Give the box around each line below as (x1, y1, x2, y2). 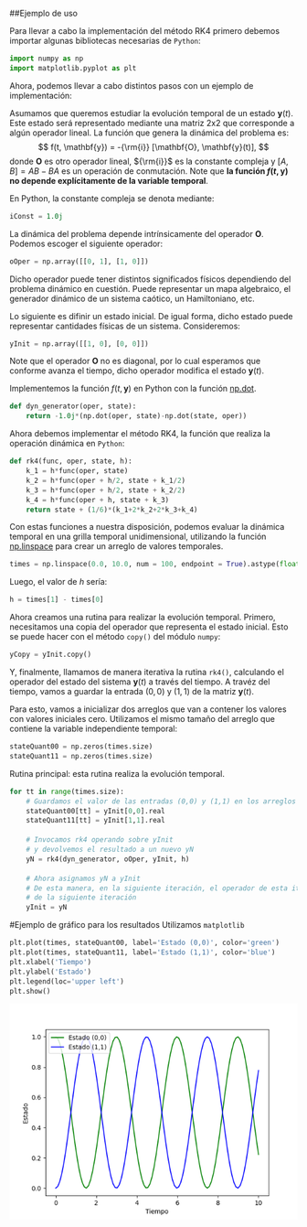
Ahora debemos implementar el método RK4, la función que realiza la (9, 428, 271, 439)
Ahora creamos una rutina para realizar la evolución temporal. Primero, (9, 612, 276, 623)
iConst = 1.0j (9, 211, 64, 221)
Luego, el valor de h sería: (9, 576, 108, 587)
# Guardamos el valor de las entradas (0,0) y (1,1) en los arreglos (26, 796, 297, 806)
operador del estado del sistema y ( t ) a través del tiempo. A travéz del (9, 676, 270, 687)
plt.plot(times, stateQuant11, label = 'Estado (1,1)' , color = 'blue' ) (9, 948, 276, 957)
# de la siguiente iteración (26, 893, 137, 902)
